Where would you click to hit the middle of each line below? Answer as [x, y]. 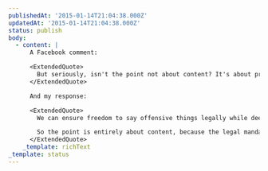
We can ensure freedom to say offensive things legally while [142, 118]
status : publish [35, 30]
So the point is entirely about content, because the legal [139, 132]
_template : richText [57, 147]
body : [17, 38]
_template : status [39, 154]
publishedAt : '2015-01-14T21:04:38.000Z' [78, 16]
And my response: [58, 96]
